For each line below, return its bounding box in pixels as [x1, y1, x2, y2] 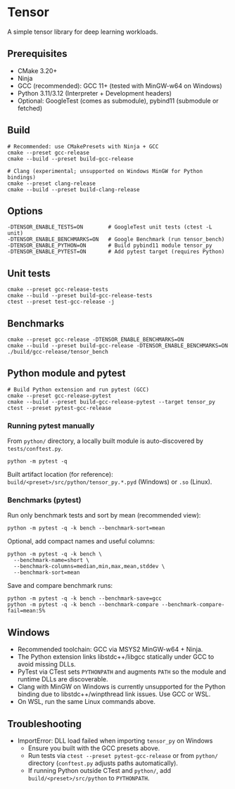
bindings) [7, 174, 37, 181]
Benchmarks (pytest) [7, 495, 82, 505]
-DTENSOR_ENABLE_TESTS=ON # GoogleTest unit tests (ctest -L [7, 224, 212, 231]
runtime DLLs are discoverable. [17, 675, 108, 684]
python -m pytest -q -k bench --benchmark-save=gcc [7, 595, 162, 602]
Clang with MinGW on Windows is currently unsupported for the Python [17, 683, 226, 691]
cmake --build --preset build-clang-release [7, 186, 140, 193]
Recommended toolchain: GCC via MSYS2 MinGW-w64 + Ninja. [17, 645, 203, 654]
